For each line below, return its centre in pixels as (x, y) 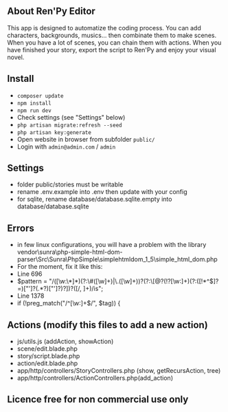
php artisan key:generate (54, 132)
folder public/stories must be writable (70, 184)
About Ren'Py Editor (52, 11)
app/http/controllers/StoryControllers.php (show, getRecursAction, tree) (119, 371)
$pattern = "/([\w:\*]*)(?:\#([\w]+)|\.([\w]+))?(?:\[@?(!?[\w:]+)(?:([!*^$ (115, 281)
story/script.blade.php (48, 356)
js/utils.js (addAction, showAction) (65, 341)
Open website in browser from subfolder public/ (86, 139)
